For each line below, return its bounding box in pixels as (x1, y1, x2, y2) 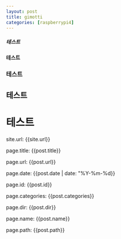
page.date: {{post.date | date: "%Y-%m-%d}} (6, 169, 115, 176)
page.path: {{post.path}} (6, 226, 65, 233)
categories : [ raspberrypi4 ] (6, 19, 74, 25)
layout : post (6, 8, 38, 15)
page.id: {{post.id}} (6, 181, 52, 188)
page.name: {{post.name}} (6, 215, 70, 222)
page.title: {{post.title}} (6, 147, 61, 154)
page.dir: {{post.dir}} (6, 203, 56, 211)
